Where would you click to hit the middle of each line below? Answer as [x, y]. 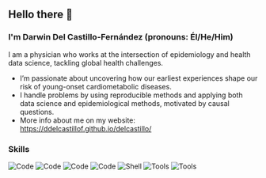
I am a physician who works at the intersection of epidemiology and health [129, 54]
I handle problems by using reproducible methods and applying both [131, 95]
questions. [37, 112]
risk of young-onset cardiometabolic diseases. [95, 86]
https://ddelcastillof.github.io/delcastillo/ [85, 128]
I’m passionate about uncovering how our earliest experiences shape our [139, 78]
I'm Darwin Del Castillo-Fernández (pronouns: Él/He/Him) [121, 37]
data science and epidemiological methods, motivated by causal [124, 103]
